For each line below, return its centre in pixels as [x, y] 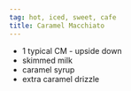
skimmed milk [47, 60]
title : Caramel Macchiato [57, 26]
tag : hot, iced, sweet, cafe [63, 17]
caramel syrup [48, 69]
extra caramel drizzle [61, 79]
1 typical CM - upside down [72, 50]
